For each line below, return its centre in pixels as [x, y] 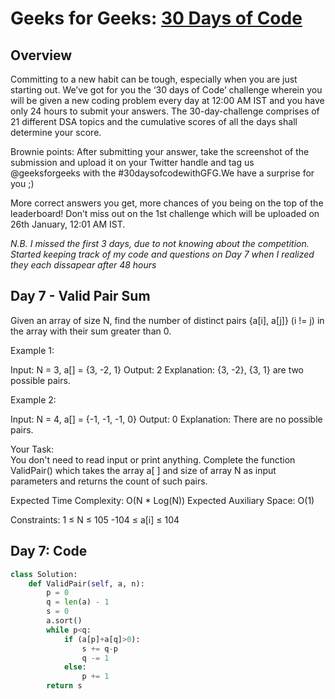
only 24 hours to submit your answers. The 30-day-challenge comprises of [165, 111]
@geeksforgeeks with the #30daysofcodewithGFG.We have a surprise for [162, 173]
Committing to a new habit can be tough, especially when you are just [154, 79]
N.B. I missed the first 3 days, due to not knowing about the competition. [160, 243]
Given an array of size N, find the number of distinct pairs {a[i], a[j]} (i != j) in [167, 320]
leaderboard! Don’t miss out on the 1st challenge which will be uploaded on [165, 213]
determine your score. [56, 132]
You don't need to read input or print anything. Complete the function [153, 459]
